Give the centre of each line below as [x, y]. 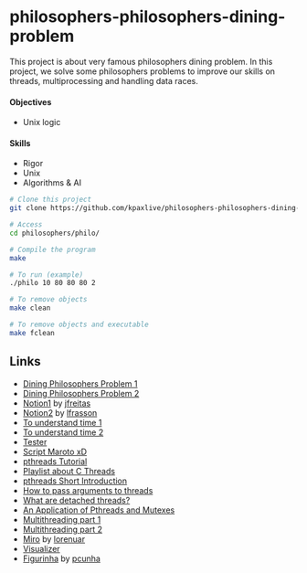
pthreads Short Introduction [75, 481]
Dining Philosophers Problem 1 [80, 383]
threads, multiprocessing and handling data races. [104, 80]
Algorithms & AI [52, 183]
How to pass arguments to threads [88, 490]
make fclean [32, 333]
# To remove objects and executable [79, 325]
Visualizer [42, 548]
